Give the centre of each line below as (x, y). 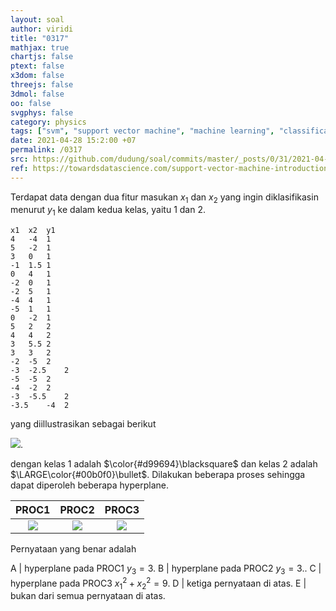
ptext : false (37, 66)
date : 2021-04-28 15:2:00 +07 (73, 141)
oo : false (31, 103)
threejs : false (42, 85)
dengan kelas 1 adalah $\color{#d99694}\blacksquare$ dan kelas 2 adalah (164, 464)
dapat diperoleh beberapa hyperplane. (89, 485)
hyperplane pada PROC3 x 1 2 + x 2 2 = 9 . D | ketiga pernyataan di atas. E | (158, 583)
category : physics (48, 122)
